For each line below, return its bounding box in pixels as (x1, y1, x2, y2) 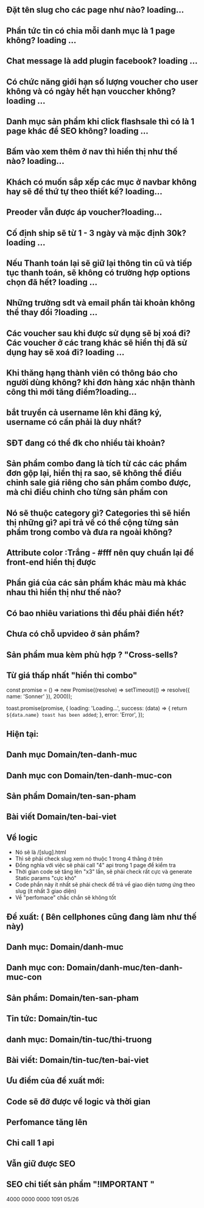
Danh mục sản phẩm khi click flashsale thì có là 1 (6, 116, 195, 127)
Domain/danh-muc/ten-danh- (66, 962, 183, 973)
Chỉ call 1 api (6, 1138, 55, 1148)
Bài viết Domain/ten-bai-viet (6, 812, 117, 822)
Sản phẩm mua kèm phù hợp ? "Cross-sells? (6, 649, 178, 660)
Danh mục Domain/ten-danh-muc (6, 750, 138, 760)
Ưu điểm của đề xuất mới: (6, 1076, 105, 1086)
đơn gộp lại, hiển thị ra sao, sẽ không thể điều (6, 468, 182, 478)
